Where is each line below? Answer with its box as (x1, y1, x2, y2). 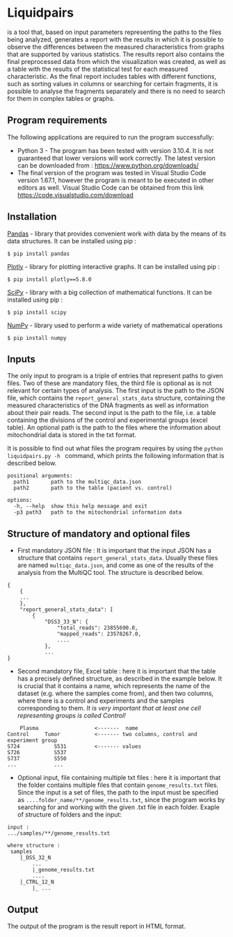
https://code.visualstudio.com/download (17, 190, 134, 199)
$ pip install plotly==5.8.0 (7, 276, 92, 283)
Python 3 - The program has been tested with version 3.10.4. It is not (17, 146, 214, 154)
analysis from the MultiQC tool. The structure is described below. (17, 569, 204, 577)
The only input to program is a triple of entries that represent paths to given (7, 372, 223, 380)
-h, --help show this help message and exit (13, 503, 148, 510)
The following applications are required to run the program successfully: (7, 133, 214, 141)
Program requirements (7, 115, 108, 127)
